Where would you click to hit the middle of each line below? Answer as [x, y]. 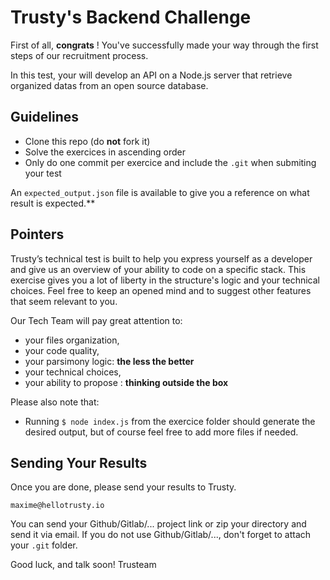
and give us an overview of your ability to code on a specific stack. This [158, 269]
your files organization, [72, 340]
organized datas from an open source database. [109, 85]
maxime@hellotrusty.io [57, 506]
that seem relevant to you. [64, 301]
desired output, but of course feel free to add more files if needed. [161, 432]
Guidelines [44, 117]
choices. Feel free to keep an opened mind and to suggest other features [161, 290]
